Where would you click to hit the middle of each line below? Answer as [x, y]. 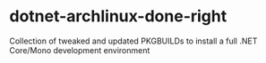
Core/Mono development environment [80, 50]
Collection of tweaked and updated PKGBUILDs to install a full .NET [133, 41]
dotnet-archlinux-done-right [118, 16]
